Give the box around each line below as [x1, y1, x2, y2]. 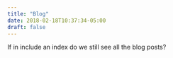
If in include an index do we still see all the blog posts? [7, 43, 167, 52]
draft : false [7, 23, 46, 30]
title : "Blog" [7, 10, 50, 18]
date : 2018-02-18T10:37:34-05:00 [7, 17, 106, 24]
